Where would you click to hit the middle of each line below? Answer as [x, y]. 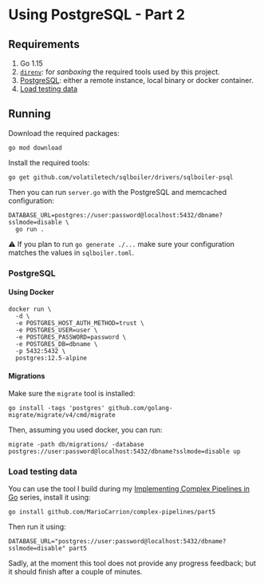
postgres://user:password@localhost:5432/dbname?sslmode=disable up [124, 452]
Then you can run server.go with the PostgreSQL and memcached [118, 192]
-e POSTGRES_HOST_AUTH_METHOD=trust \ [80, 323]
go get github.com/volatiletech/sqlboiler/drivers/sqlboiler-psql [121, 177]
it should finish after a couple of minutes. [75, 572]
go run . [30, 229]
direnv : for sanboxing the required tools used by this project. [120, 72]
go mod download [35, 148]
